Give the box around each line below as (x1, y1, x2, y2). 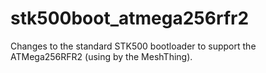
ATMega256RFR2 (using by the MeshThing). (10, 50, 193, 62)
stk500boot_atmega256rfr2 (10, 7, 250, 30)
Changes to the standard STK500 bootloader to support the (10, 40, 257, 52)
